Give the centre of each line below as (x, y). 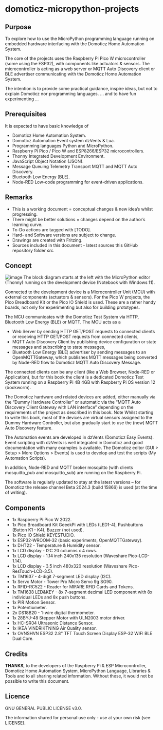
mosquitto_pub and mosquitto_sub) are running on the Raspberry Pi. (73, 473)
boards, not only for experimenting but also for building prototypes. (72, 307)
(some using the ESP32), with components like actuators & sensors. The (77, 64)
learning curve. (27, 225)
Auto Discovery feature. (29, 428)
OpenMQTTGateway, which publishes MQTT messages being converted (84, 357)
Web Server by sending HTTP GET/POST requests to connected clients (83, 332)
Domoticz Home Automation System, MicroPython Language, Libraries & (78, 671)
